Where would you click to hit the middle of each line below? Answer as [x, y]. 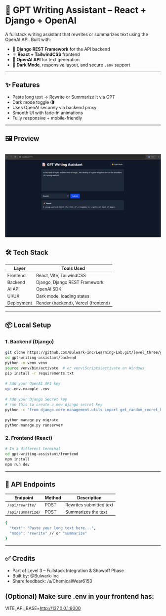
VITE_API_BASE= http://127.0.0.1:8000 [43, 608]
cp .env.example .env [27, 389]
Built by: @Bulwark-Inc [36, 575]
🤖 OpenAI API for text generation [46, 59]
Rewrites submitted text [89, 505]
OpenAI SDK [49, 289]
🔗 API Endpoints [30, 484]
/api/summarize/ [24, 512]
